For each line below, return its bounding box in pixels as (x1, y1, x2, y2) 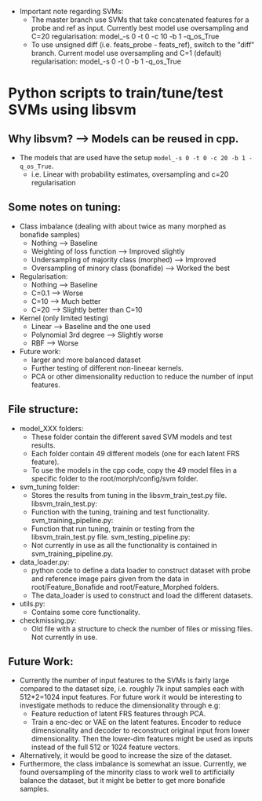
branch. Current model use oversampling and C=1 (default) (31, 49, 222, 57)
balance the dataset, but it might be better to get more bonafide (19, 776, 226, 785)
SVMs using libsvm (8, 101, 136, 119)
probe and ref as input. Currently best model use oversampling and (31, 24, 249, 32)
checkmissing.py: (19, 616, 77, 625)
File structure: (8, 403, 78, 416)
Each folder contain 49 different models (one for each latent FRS (31, 448, 241, 458)
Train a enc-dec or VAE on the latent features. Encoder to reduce (31, 718, 242, 727)
